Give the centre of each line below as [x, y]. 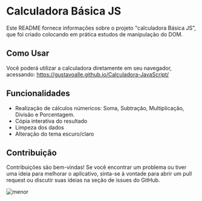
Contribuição [32, 153]
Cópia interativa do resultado [51, 121]
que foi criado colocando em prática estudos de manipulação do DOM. [95, 34]
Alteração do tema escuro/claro [54, 134]
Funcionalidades [38, 94]
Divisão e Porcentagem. [45, 114]
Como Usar [28, 54]
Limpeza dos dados [40, 127]
